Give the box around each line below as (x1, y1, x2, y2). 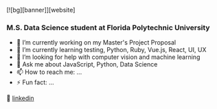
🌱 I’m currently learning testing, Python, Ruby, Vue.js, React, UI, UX (16, 46, 207, 54)
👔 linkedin (6, 94, 34, 102)
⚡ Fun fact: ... (16, 78, 54, 86)
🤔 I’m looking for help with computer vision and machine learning (16, 53, 201, 61)
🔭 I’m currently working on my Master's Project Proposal (16, 38, 176, 47)
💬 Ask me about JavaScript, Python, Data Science (16, 60, 158, 69)
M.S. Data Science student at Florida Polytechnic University (6, 23, 210, 32)
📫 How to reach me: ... (16, 68, 82, 76)
